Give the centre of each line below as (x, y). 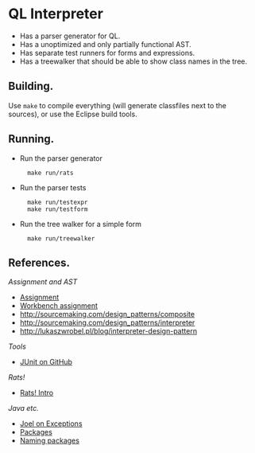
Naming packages (49, 441)
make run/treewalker (61, 238)
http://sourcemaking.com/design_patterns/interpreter (107, 322)
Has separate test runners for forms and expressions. (107, 53)
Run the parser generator (61, 158)
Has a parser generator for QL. (70, 36)
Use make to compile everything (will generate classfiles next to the (117, 105)
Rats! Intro (37, 393)
